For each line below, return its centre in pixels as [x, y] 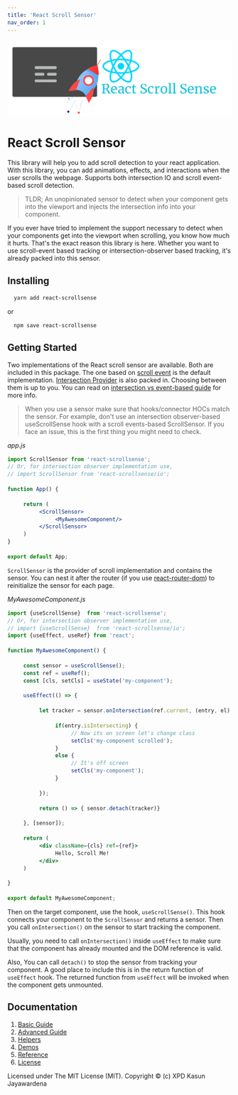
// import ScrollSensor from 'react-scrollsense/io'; [89, 474]
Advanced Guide [42, 1032]
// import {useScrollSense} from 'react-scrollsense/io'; [97, 628]
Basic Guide [35, 1024]
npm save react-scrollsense [55, 325]
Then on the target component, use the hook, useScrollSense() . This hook [116, 911]
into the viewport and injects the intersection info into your [110, 207]
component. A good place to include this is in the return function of [106, 969]
